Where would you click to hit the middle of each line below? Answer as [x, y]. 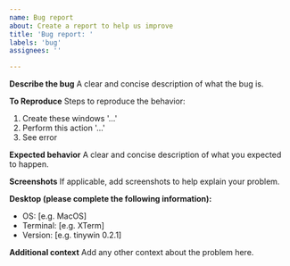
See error [40, 137]
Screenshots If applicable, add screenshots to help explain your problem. [145, 182]
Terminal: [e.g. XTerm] [63, 226]
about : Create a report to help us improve [91, 26]
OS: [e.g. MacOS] [54, 216]
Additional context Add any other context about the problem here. [132, 253]
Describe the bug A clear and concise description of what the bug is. [137, 84]
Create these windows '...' [70, 119]
